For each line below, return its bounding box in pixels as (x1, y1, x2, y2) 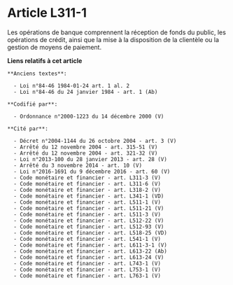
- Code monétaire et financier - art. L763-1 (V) (13, 272, 161, 279)
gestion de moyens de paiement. (7, 43, 102, 51)
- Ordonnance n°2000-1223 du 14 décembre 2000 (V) (13, 113, 164, 120)
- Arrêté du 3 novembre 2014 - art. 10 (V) (13, 162, 142, 169)
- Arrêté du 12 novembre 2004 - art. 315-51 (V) (13, 144, 158, 151)
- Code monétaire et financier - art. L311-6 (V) (13, 180, 161, 187)
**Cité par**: (7, 125, 49, 132)
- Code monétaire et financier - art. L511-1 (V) (13, 198, 161, 206)
